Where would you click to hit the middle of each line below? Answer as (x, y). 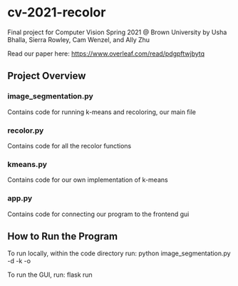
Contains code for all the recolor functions (69, 145)
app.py (20, 198)
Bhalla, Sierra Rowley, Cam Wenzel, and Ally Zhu (79, 39)
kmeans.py (27, 164)
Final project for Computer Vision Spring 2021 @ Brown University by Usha (117, 32)
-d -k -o (19, 261)
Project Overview (47, 76)
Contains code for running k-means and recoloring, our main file (102, 112)
